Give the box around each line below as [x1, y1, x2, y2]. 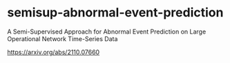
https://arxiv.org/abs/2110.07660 [7, 48, 100, 56]
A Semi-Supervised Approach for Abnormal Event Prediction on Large [7, 27, 207, 36]
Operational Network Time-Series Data [7, 34, 118, 42]
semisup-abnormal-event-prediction [7, 5, 224, 21]
